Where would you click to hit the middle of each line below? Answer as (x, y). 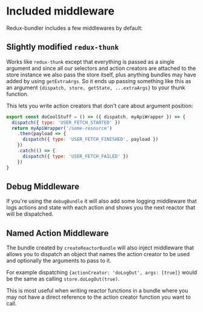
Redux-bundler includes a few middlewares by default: (75, 28)
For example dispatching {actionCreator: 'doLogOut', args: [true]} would (102, 273)
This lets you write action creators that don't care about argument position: (100, 106)
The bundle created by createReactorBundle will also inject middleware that (100, 248)
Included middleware (61, 11)
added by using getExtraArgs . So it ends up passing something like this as (99, 81)
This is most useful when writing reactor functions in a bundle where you (97, 291)
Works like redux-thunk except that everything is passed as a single (90, 61)
